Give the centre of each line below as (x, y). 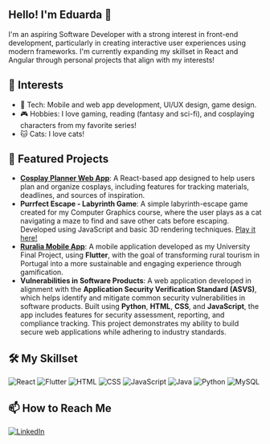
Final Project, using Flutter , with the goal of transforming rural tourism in (140, 255)
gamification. (42, 272)
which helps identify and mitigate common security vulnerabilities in (133, 298)
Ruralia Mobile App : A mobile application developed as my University (135, 247)
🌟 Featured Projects (59, 159)
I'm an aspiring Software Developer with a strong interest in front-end (123, 34)
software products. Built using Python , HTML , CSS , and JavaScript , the (139, 306)
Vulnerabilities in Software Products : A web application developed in (135, 281)
